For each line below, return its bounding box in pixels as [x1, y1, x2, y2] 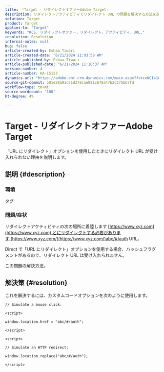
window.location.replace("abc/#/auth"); [5, 353, 89, 358]
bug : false [5, 44, 27, 49]
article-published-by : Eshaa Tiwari [5, 57, 80, 62]
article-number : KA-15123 [5, 71, 58, 76]
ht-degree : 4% [5, 94, 34, 99]
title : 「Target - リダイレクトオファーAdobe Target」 [5, 7, 110, 12]
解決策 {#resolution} [5, 278, 68, 287]
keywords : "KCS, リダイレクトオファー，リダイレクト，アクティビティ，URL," [5, 30, 145, 35]
